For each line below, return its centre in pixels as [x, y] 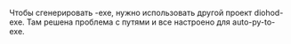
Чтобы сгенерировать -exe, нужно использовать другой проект [131, 13]
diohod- [269, 13]
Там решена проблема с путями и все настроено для [129, 22]
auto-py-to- [254, 22]
